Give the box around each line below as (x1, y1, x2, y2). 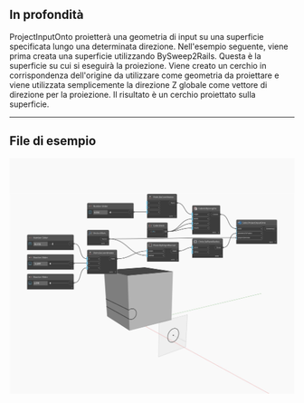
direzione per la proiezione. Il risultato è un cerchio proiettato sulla (9, 89, 256, 100)
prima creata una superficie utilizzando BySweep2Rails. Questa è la (9, 50, 261, 62)
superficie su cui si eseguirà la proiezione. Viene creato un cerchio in (9, 60, 267, 71)
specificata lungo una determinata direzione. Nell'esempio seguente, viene (9, 41, 289, 52)
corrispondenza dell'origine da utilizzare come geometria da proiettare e (9, 70, 280, 81)
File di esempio (9, 133, 97, 149)
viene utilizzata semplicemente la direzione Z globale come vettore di (9, 79, 268, 90)
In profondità (9, 7, 84, 23)
